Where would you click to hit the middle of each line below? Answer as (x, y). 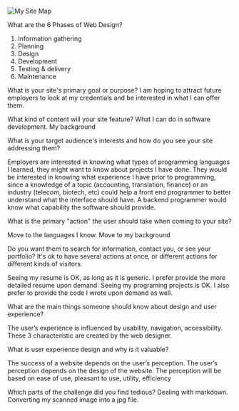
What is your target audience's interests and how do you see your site (110, 140)
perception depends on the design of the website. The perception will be (115, 371)
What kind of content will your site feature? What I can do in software (109, 119)
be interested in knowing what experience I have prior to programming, (112, 177)
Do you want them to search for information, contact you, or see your (109, 249)
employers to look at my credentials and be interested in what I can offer (114, 98)
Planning (31, 46)
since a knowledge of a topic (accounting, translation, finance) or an (108, 184)
